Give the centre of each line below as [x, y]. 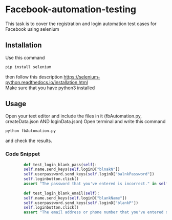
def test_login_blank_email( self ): [62, 193]
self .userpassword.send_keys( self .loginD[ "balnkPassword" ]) [89, 174]
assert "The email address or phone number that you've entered [94, 212]
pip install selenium [28, 67]
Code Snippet [23, 154]
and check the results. [29, 141]
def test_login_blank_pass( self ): [60, 165]
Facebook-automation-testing [71, 9]
